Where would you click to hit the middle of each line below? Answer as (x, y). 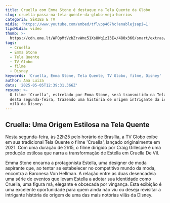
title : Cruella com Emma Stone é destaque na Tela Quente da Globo (78, 10)
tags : (11, 43)
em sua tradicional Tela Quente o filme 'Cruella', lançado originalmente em (83, 142)
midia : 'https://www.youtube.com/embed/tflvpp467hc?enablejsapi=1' (78, 24)
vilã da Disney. (27, 104)
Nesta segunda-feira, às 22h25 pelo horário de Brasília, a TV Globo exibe (81, 137)
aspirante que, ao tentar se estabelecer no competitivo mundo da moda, (80, 168)
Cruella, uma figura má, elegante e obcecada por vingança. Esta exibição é (83, 184)
